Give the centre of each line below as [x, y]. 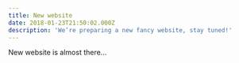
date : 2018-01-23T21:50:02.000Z [62, 23]
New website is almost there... [58, 53]
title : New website [40, 15]
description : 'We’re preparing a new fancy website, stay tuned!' [120, 30]
